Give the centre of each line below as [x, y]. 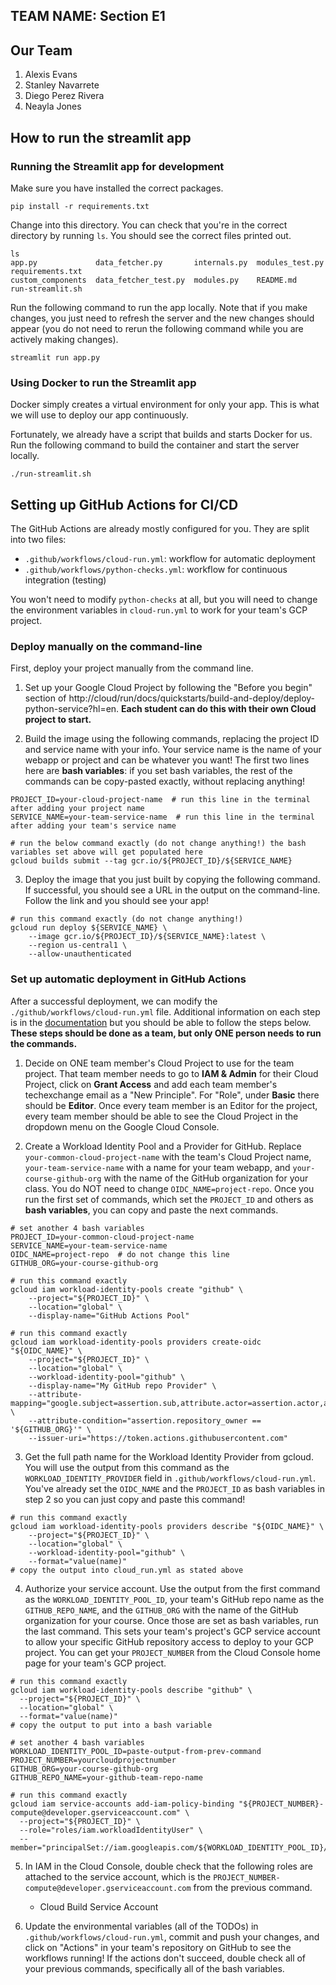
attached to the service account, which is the [118, 1876]
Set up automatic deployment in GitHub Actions [128, 979]
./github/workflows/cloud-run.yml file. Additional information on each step [165, 1011]
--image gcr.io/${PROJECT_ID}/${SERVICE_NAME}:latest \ [147, 937]
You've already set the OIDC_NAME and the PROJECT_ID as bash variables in [175, 1488]
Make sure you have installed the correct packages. [117, 188]
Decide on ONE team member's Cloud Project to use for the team [159, 1063]
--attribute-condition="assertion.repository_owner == [145, 1420]
